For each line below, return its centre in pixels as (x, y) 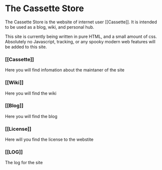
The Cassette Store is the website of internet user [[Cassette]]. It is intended (81, 22)
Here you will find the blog (31, 116)
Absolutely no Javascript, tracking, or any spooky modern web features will (80, 41)
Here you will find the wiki (31, 93)
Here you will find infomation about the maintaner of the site (65, 70)
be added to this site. (26, 47)
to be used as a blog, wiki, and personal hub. (50, 27)
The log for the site (24, 163)
